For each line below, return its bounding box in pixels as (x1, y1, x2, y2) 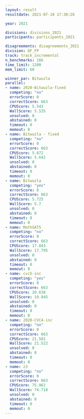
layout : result (5, 7, 37, 12)
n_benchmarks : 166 (5, 57, 43, 62)
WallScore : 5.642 (9, 155, 46, 160)
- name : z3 (5, 364, 28, 369)
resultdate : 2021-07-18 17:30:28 (5, 12, 75, 17)
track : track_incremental (5, 53, 59, 58)
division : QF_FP (5, 48, 39, 53)
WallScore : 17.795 (9, 248, 48, 253)
